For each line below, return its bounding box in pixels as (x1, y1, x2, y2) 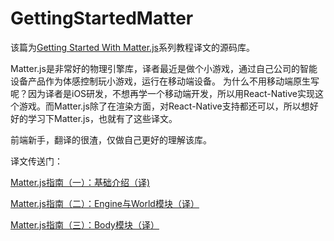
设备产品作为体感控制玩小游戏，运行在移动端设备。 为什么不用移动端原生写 (10, 75, 320, 87)
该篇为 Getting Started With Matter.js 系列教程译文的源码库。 (10, 41, 255, 53)
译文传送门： (10, 155, 63, 167)
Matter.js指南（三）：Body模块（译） (10, 218, 160, 231)
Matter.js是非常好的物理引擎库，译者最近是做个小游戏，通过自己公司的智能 (10, 62, 318, 74)
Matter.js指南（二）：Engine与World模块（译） (10, 197, 200, 209)
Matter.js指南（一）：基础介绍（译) (10, 176, 151, 188)
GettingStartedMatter (10, 7, 194, 30)
